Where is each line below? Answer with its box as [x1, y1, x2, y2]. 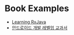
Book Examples [4, 3, 70, 14]
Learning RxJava [11, 19, 46, 25]
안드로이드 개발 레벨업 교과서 [11, 25, 68, 31]
